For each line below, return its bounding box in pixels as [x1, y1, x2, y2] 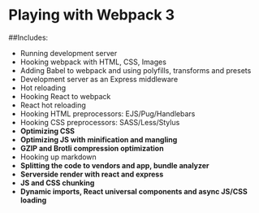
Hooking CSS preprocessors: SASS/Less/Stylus [19, 117, 180, 127]
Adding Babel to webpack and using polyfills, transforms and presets [19, 65, 252, 75]
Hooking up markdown [19, 152, 97, 162]
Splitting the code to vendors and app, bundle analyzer [19, 160, 209, 170]
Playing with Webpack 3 [8, 6, 175, 24]
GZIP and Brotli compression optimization [19, 143, 164, 153]
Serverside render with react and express [19, 169, 164, 179]
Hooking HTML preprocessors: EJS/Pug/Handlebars [19, 108, 196, 119]
